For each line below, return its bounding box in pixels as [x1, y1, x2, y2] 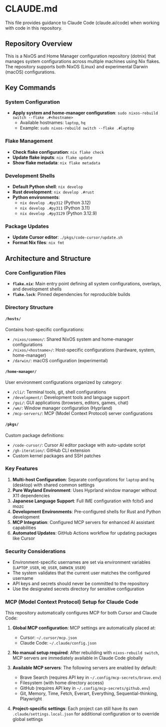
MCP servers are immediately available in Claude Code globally [12, 655, 143, 661]
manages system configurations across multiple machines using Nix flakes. [5, 58, 160, 64]
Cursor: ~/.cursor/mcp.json [19, 635, 77, 641]
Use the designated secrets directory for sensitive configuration [12, 586, 144, 592]
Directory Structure [5, 303, 53, 310]
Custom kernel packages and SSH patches [12, 453, 101, 459]
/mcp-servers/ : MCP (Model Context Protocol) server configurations [12, 410, 153, 417]
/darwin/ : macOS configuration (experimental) [12, 358, 108, 364]
